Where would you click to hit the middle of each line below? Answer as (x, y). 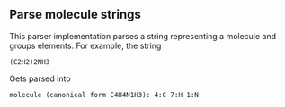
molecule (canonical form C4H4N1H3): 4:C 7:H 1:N (104, 95)
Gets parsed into (40, 78)
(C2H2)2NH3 (30, 62)
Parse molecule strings (76, 15)
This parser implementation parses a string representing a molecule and (143, 36)
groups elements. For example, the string (85, 45)
